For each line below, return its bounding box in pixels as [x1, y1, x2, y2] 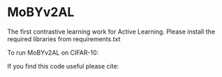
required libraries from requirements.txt [7, 34, 121, 43]
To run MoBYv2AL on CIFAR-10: [7, 48, 99, 57]
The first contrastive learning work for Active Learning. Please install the [7, 27, 215, 36]
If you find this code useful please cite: [7, 62, 119, 70]
